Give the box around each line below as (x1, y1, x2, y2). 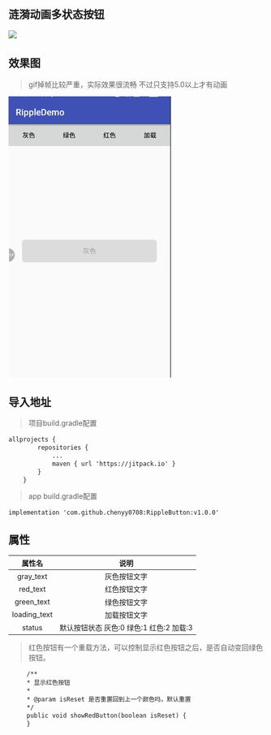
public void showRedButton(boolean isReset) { (26, 711, 187, 720)
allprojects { (8, 435, 57, 444)
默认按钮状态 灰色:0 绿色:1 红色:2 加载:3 (59, 623, 193, 632)
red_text (19, 584, 46, 594)
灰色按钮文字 (104, 572, 148, 581)
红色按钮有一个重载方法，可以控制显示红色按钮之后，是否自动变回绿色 (28, 642, 264, 652)
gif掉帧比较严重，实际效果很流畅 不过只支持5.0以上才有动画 (28, 80, 228, 89)
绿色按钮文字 (104, 597, 148, 607)
